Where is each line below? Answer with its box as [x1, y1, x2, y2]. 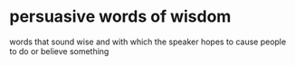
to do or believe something [9, 45, 109, 56]
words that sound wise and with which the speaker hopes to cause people [9, 36, 287, 47]
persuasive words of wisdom [9, 6, 232, 27]
